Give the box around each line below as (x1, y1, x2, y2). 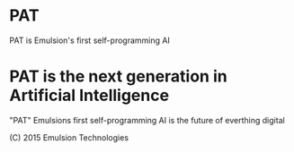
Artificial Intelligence (9, 86, 169, 106)
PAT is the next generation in (9, 66, 227, 87)
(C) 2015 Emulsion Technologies (9, 131, 129, 143)
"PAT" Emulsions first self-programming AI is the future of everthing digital (9, 114, 285, 125)
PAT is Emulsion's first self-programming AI (9, 35, 171, 46)
